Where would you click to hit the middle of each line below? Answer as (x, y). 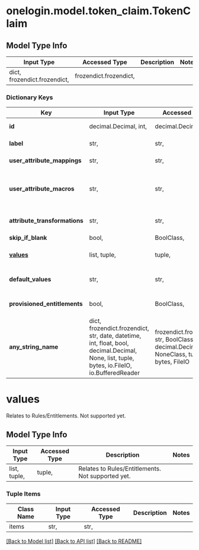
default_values (30, 279)
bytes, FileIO (172, 362)
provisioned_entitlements (46, 304)
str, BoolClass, (175, 340)
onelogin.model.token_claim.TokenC (99, 11)
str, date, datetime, (115, 336)
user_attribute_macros (42, 189)
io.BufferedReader (115, 373)
